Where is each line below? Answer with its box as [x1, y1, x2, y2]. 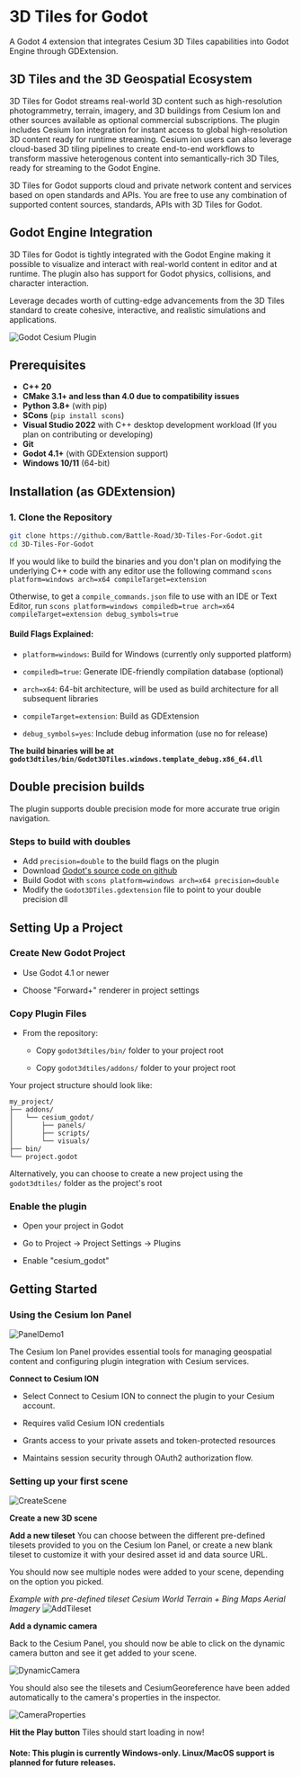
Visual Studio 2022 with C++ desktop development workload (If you [22, 420, 277, 431]
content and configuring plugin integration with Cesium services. [9, 1356, 250, 1367]
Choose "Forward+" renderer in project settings [22, 985, 199, 996]
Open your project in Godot [22, 1220, 124, 1231]
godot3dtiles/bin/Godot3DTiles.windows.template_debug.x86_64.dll [9, 755, 263, 764]
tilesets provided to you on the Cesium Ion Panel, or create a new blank [9, 1540, 273, 1550]
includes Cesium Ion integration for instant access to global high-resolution [9, 124, 288, 135]
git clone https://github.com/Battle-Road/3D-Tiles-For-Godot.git [9, 531, 263, 540]
